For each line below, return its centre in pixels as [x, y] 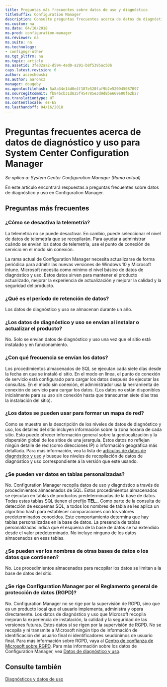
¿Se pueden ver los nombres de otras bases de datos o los [77, 551]
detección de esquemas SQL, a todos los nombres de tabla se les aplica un [82, 506]
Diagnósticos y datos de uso [34, 679]
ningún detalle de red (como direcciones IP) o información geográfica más [81, 445]
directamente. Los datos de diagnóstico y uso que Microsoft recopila [76, 614]
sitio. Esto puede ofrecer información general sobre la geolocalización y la [81, 434]
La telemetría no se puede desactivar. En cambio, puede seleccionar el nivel [83, 233]
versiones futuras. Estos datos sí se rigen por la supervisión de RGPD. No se [83, 625]
